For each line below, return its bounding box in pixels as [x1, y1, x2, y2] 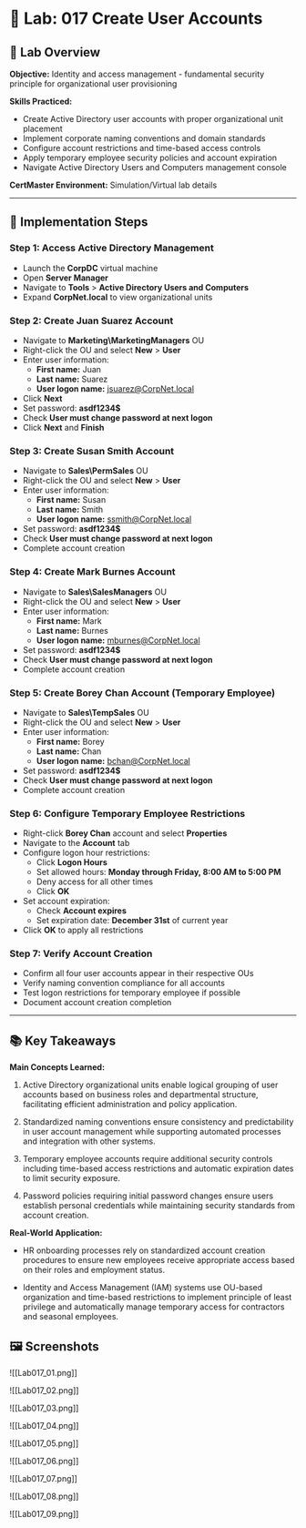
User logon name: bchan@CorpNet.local [36, 755, 191, 766]
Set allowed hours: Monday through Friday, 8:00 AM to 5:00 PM [36, 867, 281, 878]
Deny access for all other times [36, 876, 153, 887]
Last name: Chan [36, 746, 102, 757]
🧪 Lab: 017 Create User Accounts [9, 8, 263, 29]
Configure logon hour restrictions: [22, 847, 150, 859]
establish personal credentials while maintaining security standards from [22, 1200, 296, 1211]
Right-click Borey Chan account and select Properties [22, 828, 228, 839]
